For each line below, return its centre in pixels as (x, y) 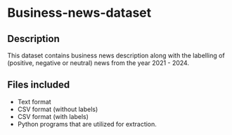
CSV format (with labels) (53, 116)
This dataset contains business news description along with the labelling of (116, 55)
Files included (39, 85)
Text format (34, 101)
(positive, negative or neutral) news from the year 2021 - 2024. (98, 63)
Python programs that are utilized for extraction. (87, 124)
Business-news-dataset (79, 13)
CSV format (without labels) (58, 109)
